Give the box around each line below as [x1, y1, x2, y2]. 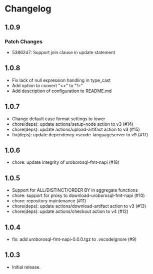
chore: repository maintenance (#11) [11, 198, 86, 204]
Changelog [4, 3, 51, 15]
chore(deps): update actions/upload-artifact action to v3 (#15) [11, 126, 140, 132]
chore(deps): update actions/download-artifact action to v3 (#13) [11, 203, 146, 209]
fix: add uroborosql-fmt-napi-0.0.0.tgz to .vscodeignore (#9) [11, 236, 137, 242]
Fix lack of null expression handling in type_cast [11, 77, 111, 83]
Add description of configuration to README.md [11, 88, 112, 94]
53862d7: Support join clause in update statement [11, 49, 115, 55]
